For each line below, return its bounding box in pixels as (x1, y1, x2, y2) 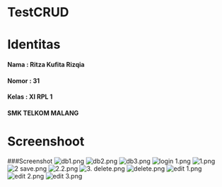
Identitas (7, 37, 61, 53)
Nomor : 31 (7, 76, 40, 85)
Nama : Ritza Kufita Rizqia (7, 60, 85, 68)
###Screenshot (7, 157, 53, 165)
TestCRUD (7, 4, 69, 20)
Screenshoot (7, 133, 85, 149)
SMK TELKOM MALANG (7, 109, 79, 117)
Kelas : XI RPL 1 (7, 92, 53, 101)
